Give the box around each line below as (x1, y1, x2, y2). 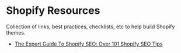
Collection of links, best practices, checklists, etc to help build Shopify (6, 23, 175, 30)
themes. (6, 29, 26, 36)
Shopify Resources (6, 4, 100, 17)
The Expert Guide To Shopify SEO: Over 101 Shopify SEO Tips (14, 40, 163, 47)
